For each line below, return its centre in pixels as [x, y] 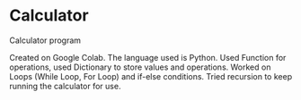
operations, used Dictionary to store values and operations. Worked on [140, 67]
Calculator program [45, 40]
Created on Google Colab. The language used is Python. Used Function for [148, 57]
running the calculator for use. [65, 86]
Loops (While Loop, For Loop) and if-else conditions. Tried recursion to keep [151, 76]
